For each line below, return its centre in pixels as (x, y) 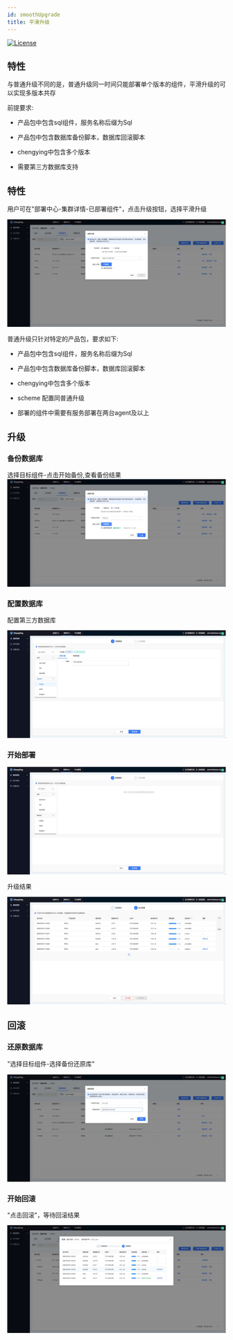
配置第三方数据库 (32, 620)
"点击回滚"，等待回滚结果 (44, 1215)
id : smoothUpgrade (34, 15)
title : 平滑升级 (28, 22)
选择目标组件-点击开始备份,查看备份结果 (64, 475)
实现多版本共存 (34, 93)
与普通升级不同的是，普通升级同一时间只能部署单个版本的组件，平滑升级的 (113, 84)
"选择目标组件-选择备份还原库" (51, 1063)
